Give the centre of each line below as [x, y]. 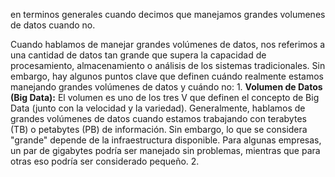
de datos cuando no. [53, 25]
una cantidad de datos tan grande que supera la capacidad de [138, 55]
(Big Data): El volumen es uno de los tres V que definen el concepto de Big [165, 97]
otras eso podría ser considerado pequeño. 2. [105, 161]
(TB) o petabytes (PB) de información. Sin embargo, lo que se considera [159, 129]
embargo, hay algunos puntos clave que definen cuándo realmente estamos [167, 76]
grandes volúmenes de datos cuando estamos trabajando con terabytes [158, 118]
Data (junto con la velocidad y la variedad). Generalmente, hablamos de [158, 108]
